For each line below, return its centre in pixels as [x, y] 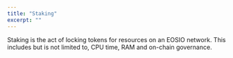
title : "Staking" [32, 13]
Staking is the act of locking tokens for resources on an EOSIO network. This [116, 39]
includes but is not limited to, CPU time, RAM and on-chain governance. [110, 47]
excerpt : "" [24, 20]
